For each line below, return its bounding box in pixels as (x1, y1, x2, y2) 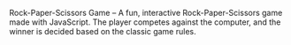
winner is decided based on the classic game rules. (9, 26, 196, 36)
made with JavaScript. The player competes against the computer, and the (9, 17, 281, 27)
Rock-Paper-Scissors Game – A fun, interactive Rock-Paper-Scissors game (9, 8, 283, 18)
